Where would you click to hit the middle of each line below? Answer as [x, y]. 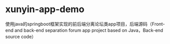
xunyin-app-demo [45, 9]
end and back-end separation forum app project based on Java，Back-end [84, 30]
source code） [21, 36]
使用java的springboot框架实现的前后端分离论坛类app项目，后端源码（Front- [85, 24]
